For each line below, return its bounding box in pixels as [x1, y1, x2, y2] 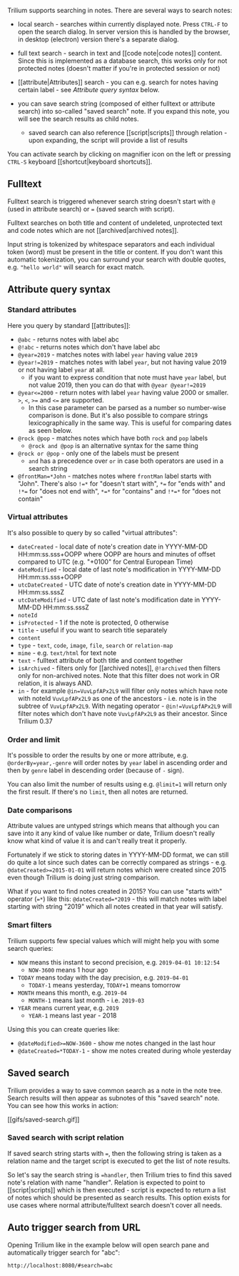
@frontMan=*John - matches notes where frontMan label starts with [17, 472, 212, 480]
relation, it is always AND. [17, 679, 93, 687]
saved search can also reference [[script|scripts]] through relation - [28, 129, 228, 136]
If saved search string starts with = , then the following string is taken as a [7, 1149, 223, 1157]
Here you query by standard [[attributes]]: [7, 321, 131, 329]
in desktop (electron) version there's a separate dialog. [17, 35, 180, 44]
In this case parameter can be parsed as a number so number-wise [28, 403, 226, 412]
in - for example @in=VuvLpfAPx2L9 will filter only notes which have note [17, 686, 228, 695]
